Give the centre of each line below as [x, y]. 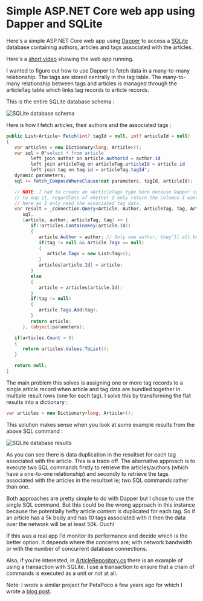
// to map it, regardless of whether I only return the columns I [100, 198]
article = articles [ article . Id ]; [80, 288]
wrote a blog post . [29, 591]
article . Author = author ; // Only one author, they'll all [114, 237]
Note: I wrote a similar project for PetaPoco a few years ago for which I [94, 585]
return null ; [31, 366]
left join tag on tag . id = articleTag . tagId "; [90, 170]
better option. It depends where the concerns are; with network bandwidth [99, 542]
